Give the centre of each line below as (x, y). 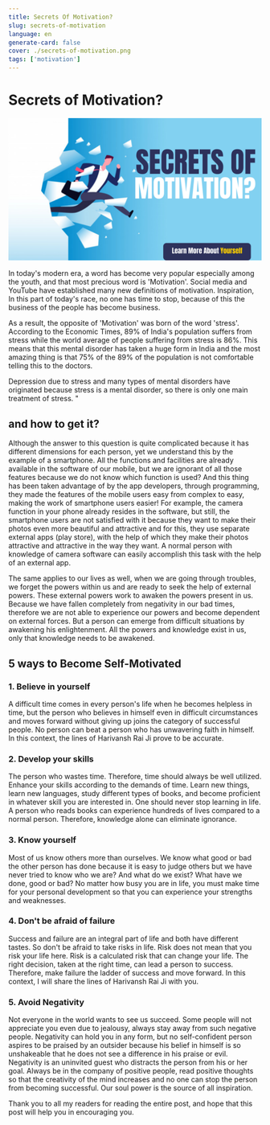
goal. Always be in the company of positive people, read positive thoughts (131, 1071)
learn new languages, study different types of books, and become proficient (135, 794)
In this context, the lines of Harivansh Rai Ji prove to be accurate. (116, 738)
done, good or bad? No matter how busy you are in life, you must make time (134, 883)
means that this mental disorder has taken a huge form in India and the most (135, 349)
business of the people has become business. (84, 308)
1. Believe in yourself (49, 686)
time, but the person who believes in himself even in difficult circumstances (133, 712)
